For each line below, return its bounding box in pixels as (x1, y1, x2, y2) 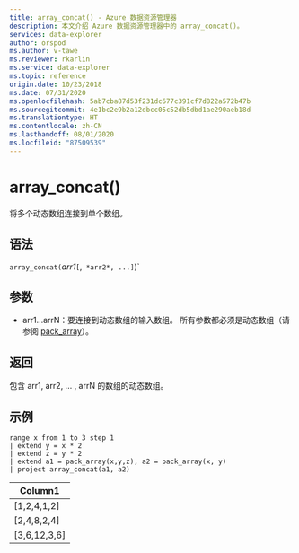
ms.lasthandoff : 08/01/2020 (9, 130, 115, 139)
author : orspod (9, 38, 66, 48)
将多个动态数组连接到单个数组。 (9, 207, 128, 218)
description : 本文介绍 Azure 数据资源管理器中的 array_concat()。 (9, 22, 244, 31)
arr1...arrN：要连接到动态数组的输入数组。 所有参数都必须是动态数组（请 (22, 315, 290, 326)
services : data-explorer (9, 30, 102, 39)
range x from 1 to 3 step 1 (9, 433, 115, 443)
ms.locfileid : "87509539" (9, 138, 106, 147)
